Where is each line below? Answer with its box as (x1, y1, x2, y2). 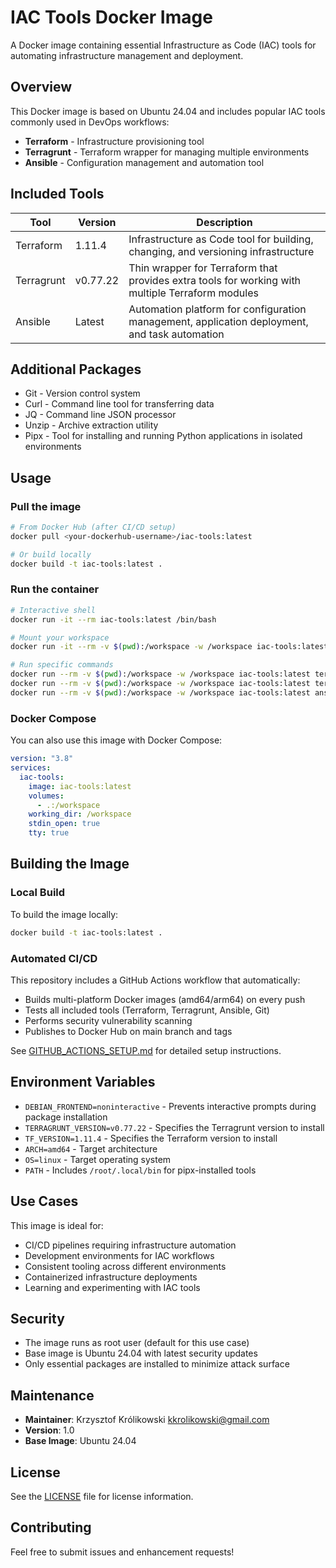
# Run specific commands (10, 660, 114, 670)
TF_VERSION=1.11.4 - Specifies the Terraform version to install (24, 1132, 278, 1144)
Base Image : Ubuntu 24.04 (24, 1435, 137, 1447)
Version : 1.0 (24, 1424, 75, 1436)
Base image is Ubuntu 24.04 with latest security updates (24, 1347, 258, 1360)
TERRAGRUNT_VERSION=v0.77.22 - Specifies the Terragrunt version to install (24, 1121, 325, 1133)
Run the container (10, 582, 100, 596)
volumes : (28, 791, 65, 801)
